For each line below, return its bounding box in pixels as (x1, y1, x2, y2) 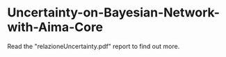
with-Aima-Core (7, 19, 104, 35)
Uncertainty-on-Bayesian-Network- (7, 5, 220, 21)
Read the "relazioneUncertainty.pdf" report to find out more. (7, 42, 180, 50)
